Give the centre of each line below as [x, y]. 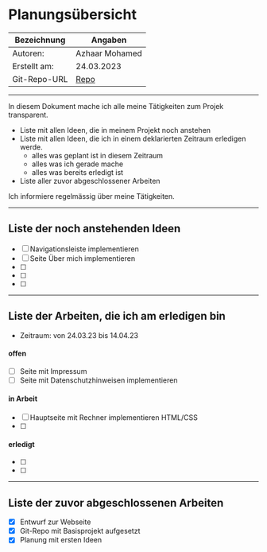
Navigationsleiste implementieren [84, 249]
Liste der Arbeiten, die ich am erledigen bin [117, 316]
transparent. [29, 115]
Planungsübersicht [73, 15]
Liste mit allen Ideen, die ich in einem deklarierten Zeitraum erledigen [133, 138]
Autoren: [29, 53]
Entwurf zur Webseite [55, 522]
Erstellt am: [33, 66]
